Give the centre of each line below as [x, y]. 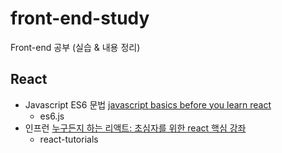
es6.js [52, 116]
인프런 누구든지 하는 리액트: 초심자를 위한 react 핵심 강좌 [135, 128]
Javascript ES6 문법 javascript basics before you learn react [148, 104]
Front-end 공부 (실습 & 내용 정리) [75, 47]
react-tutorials [69, 139]
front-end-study [80, 18]
